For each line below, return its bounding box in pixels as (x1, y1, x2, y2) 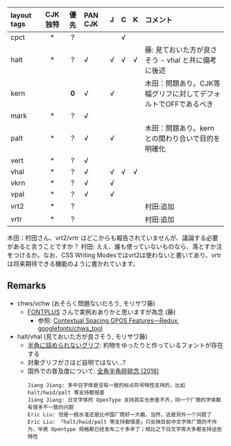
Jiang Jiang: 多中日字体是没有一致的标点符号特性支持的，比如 (27, 382, 186, 389)
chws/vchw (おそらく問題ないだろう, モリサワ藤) (16, 299, 156, 307)
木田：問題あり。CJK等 (144, 79, 221, 88)
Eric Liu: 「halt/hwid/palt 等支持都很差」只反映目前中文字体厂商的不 (27, 418, 212, 425)
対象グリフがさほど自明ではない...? (27, 358, 126, 366)
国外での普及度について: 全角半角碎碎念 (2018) (27, 367, 159, 375)
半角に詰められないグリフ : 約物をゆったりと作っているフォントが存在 (27, 341, 223, 349)
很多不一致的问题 (32, 403, 74, 411)
